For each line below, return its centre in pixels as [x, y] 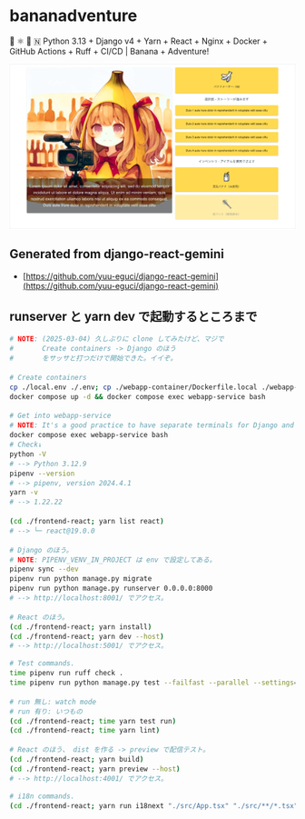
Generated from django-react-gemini [117, 254]
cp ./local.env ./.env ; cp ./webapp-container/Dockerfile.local [133, 387]
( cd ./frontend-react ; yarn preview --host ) [95, 769]
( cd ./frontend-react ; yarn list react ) [87, 522]
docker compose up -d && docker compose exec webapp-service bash [138, 396]
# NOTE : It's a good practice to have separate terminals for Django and [152, 425]
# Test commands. [42, 664]
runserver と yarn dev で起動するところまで [133, 317]
